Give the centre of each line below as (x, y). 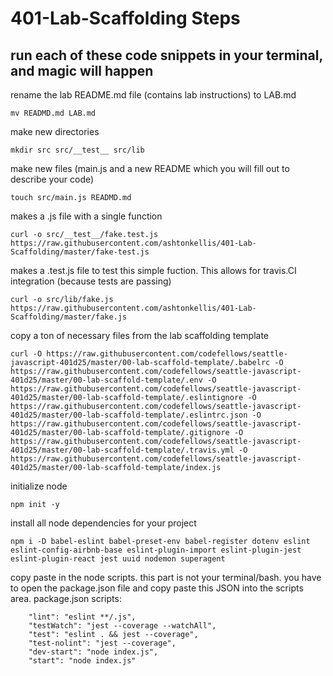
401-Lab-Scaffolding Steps (125, 18)
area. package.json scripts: (66, 598)
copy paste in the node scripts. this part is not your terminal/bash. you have (166, 577)
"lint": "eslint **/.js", (82, 617)
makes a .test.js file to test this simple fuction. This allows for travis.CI (153, 270)
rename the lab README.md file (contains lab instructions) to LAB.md (153, 95)
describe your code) (52, 179)
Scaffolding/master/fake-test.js (80, 252)
